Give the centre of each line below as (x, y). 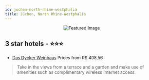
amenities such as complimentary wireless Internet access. (76, 72)
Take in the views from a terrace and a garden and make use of (81, 67)
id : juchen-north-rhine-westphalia (41, 9)
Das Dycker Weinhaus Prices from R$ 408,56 (57, 58)
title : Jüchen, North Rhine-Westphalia (46, 14)
